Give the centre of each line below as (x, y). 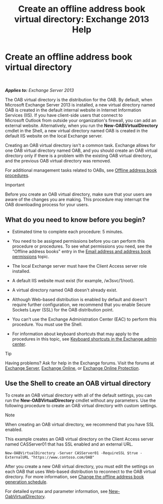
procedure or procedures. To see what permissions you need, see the (82, 246)
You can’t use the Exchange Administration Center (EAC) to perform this (84, 319)
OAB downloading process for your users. (47, 204)
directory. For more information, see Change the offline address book (75, 477)
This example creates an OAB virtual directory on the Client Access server (80, 439)
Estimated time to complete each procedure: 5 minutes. (68, 232)
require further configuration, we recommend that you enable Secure (81, 305)
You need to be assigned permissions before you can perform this (78, 241)
